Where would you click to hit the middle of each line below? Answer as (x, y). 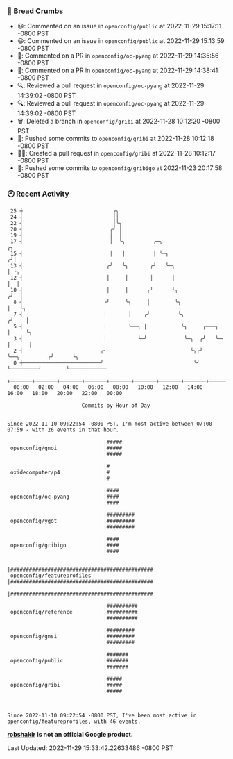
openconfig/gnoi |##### (66, 448)
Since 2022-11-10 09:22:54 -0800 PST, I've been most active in (102, 715)
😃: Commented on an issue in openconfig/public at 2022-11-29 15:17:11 (119, 26)
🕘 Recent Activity (38, 194)
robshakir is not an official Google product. (70, 734)
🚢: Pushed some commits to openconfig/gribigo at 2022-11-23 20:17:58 (120, 168)
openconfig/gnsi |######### (72, 636)
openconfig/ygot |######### (72, 521)
